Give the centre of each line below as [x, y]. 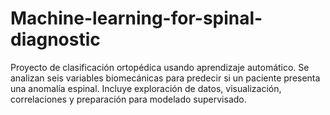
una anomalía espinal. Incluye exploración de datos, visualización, [146, 88]
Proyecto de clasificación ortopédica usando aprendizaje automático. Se [160, 67]
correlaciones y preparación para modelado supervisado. [128, 99]
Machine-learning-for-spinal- [136, 18]
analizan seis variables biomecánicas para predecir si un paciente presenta [165, 78]
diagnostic [55, 39]
